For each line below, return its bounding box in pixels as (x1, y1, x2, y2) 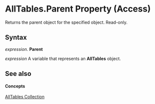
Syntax (5, 33, 27, 42)
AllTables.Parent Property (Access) (5, 3, 151, 15)
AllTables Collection (5, 94, 45, 100)
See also (5, 70, 31, 78)
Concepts (5, 83, 25, 89)
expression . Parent (5, 46, 43, 52)
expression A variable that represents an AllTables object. (5, 56, 121, 61)
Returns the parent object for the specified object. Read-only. (5, 19, 128, 25)
